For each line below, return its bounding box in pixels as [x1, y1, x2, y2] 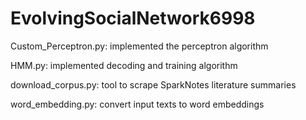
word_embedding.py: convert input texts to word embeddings [10, 98, 265, 110]
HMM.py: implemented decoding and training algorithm [10, 59, 238, 71]
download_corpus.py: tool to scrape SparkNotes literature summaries [10, 78, 297, 91]
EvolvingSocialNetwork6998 [10, 7, 256, 30]
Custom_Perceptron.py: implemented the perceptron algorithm [10, 40, 269, 52]
